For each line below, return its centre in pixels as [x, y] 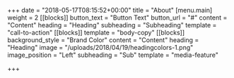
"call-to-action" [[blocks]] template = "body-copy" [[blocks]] [96, 32]
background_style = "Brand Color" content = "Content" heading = [103, 40]
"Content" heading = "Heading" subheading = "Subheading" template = [112, 25]
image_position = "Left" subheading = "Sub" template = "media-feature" [113, 55]
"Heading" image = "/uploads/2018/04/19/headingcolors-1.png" [100, 47]
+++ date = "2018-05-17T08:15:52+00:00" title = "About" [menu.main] [110, 10]
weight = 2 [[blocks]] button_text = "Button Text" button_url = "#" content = [117, 18]
